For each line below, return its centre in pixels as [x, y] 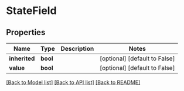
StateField [31, 11]
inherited [22, 58]
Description [77, 49]
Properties [26, 32]
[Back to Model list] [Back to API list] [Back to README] [73, 82]
